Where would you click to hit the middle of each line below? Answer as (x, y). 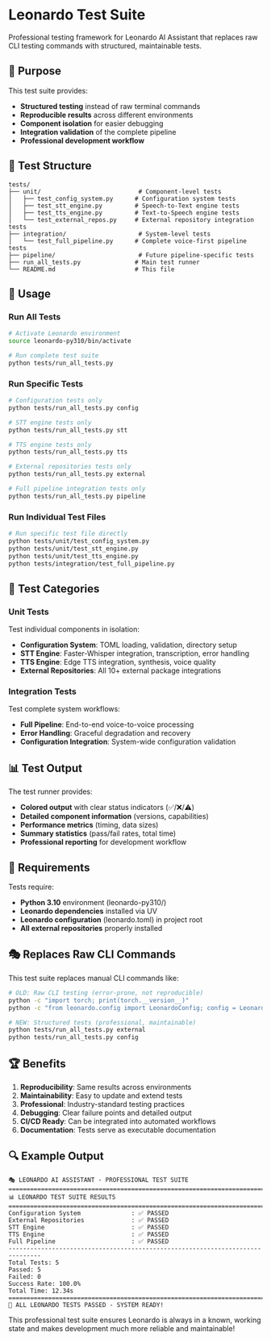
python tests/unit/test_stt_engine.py (73, 549)
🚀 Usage (29, 293)
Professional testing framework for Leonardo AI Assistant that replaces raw (133, 37)
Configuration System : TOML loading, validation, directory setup (129, 645)
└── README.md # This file (92, 269)
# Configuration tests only (56, 401)
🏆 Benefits (37, 1064)
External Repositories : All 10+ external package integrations (121, 670)
